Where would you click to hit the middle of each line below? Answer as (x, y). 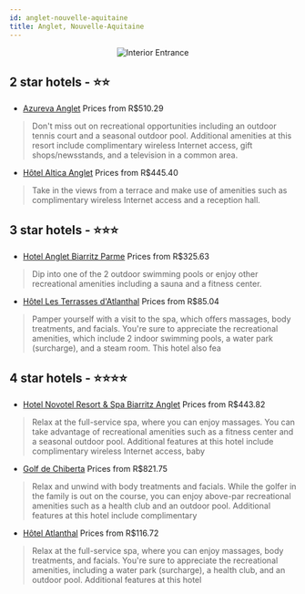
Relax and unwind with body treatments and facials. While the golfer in (164, 486)
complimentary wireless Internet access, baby (118, 451)
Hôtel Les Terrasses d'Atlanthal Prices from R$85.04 (121, 302)
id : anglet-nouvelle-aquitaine (69, 18)
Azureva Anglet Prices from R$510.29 (93, 108)
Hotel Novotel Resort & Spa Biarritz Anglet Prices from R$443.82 (144, 404)
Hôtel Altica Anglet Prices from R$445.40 (101, 173)
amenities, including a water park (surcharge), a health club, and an (158, 569)
